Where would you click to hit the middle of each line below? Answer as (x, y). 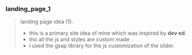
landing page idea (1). (47, 22)
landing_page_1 (28, 9)
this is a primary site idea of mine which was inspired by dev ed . (108, 33)
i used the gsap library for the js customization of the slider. (102, 46)
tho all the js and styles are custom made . (81, 40)
